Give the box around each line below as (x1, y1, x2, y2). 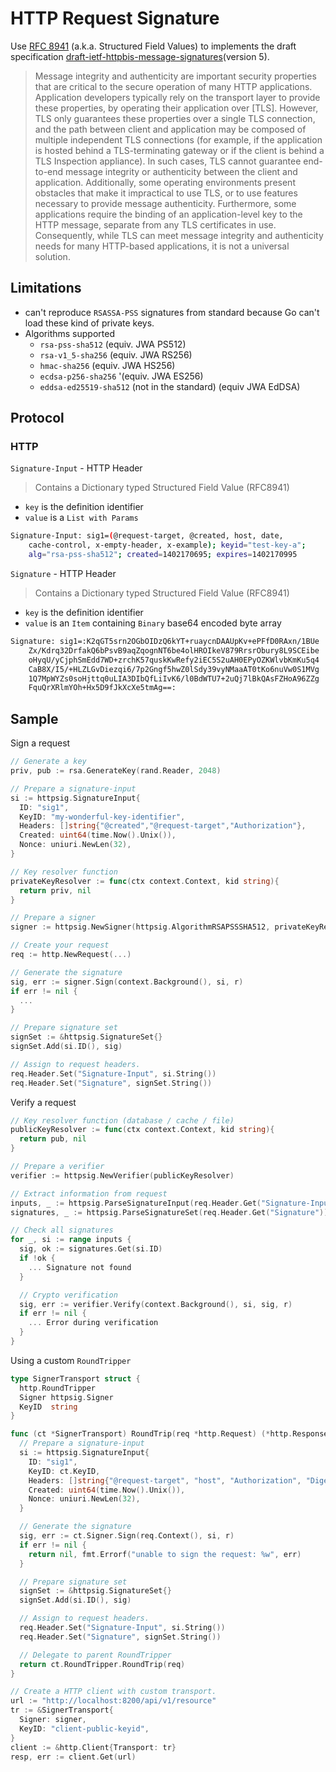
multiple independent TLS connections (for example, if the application (34, 133, 323, 146)
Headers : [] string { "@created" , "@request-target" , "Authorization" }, (19, 821, 307, 831)
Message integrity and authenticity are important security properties (34, 70, 317, 82)
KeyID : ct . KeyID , (28, 1466, 101, 1476)
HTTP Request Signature (10, 7, 220, 30)
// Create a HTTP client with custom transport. (10, 1687, 217, 1697)
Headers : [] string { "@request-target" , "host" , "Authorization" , (28, 1475, 302, 1486)
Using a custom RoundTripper (10, 1354, 132, 1366)
